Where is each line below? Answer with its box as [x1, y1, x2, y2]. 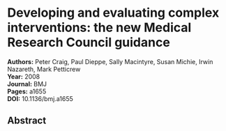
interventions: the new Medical [7, 20, 192, 36]
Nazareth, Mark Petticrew [7, 65, 81, 73]
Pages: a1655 [7, 87, 47, 95]
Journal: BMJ [7, 79, 47, 88]
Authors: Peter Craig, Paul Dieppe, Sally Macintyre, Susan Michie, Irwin [7, 57, 213, 65]
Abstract [7, 115, 47, 127]
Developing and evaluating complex [7, 5, 220, 21]
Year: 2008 [7, 72, 40, 81]
